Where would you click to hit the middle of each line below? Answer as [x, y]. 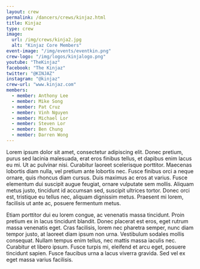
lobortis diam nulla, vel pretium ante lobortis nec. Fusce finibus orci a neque [100, 171]
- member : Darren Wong [40, 135]
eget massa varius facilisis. [40, 259]
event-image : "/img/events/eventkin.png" [59, 51]
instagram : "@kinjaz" [33, 79]
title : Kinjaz [24, 23]
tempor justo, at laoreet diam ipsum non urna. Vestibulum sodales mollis [95, 234]
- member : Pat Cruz [36, 107]
